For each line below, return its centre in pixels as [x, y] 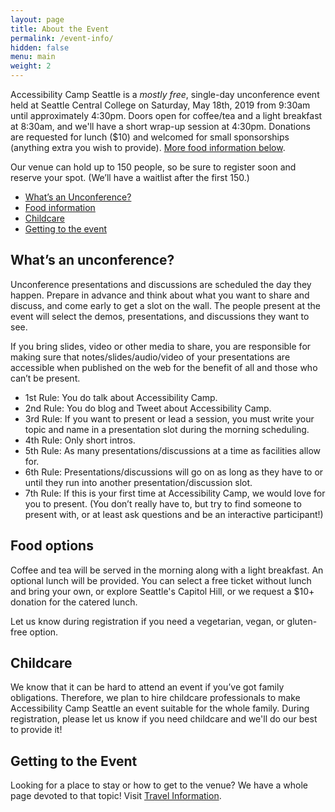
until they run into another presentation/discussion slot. [138, 482]
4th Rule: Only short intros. [80, 440]
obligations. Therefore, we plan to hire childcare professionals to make [155, 698]
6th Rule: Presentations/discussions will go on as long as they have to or [174, 472]
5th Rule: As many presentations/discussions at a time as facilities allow [173, 450]
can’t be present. [45, 378]
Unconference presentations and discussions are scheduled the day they [161, 284]
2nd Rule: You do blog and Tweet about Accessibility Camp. [148, 408]
